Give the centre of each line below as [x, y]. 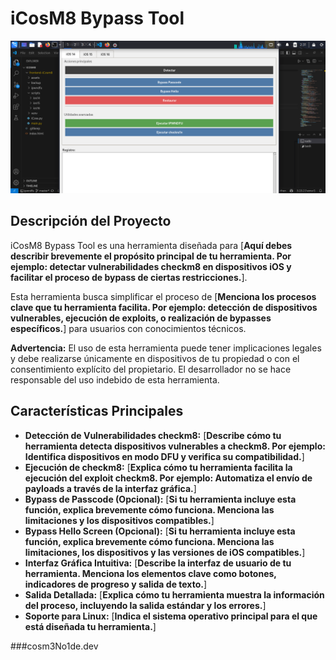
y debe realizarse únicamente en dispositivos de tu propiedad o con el [155, 358]
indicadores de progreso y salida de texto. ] [116, 584]
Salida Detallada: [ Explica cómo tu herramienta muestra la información [174, 594]
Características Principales [97, 411]
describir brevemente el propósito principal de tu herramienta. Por [151, 256]
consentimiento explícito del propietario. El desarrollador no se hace [151, 369]
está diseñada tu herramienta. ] [90, 626]
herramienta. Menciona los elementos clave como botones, [150, 573]
